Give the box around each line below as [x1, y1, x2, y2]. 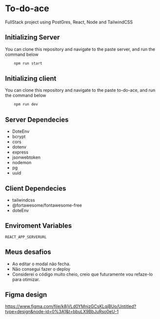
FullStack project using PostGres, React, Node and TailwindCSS [5, 19, 133, 25]
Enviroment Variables [5, 222, 72, 230]
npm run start [14, 61, 42, 66]
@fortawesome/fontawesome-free [12, 202, 82, 208]
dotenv [12, 144, 27, 150]
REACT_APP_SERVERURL [5, 234, 47, 239]
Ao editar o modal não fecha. [12, 261, 71, 267]
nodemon [12, 160, 32, 166]
